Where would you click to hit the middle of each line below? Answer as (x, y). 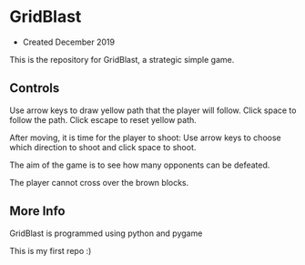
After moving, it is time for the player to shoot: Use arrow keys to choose (145, 138)
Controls (35, 88)
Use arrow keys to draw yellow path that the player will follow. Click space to (153, 110)
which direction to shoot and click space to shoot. (103, 147)
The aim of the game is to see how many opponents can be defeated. (140, 165)
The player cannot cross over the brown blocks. (99, 182)
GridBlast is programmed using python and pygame (106, 233)
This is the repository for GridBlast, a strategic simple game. (122, 59)
